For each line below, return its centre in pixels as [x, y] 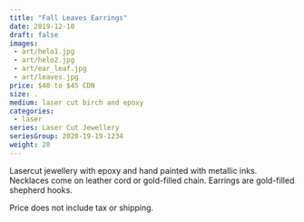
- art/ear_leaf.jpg [50, 69]
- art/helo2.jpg [44, 60]
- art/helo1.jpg [44, 52]
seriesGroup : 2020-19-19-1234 [67, 136]
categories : [32, 111]
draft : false [34, 35]
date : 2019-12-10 [42, 26]
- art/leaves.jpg [46, 77]
